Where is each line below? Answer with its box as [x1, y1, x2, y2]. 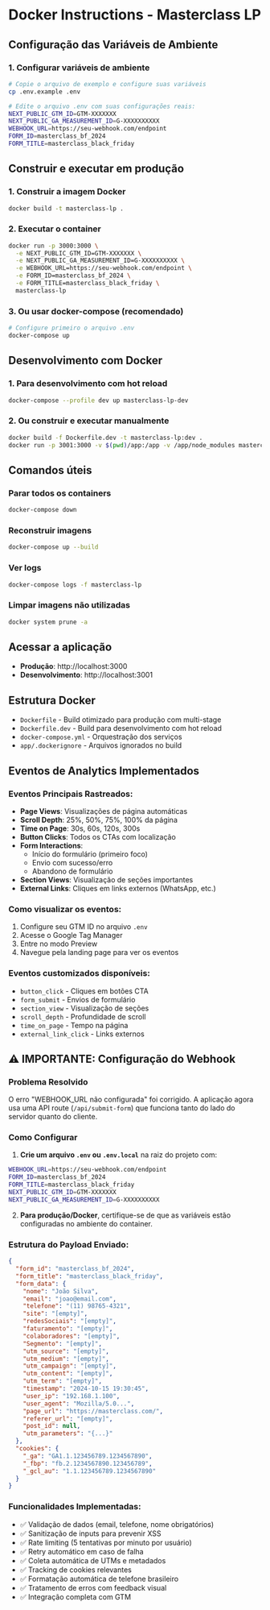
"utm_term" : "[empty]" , [22, 1377, 103, 1385]
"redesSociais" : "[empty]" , [22, 1317, 117, 1326]
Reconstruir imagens [8, 525, 92, 536]
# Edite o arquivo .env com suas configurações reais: [8, 102, 196, 110]
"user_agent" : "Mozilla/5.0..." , [22, 1400, 135, 1408]
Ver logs [8, 562, 42, 574]
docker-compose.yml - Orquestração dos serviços [19, 732, 182, 742]
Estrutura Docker [8, 693, 96, 707]
